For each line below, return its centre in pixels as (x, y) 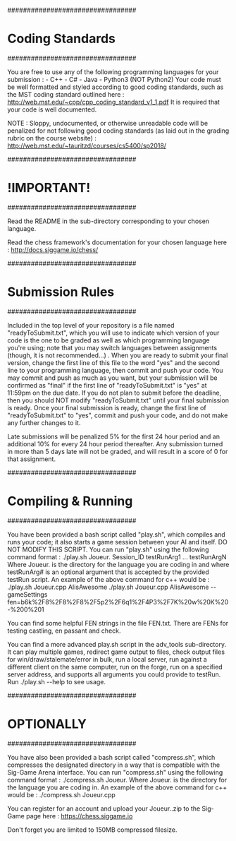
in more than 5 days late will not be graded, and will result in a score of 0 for (118, 451)
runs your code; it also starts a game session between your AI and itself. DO (117, 542)
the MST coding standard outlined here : (66, 94)
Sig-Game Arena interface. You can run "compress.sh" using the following (115, 772)
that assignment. (32, 459)
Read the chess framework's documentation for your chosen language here (117, 242)
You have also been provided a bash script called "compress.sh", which (111, 757)
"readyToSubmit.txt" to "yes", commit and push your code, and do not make (118, 415)
